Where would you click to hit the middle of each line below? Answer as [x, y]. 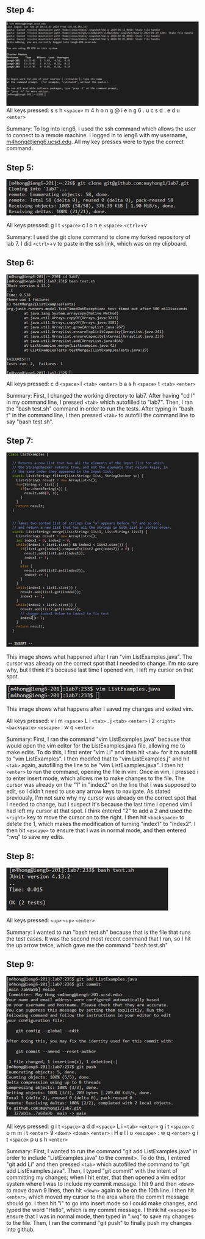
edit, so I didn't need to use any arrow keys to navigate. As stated [88, 791]
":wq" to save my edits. [36, 837]
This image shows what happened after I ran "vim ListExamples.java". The [99, 657]
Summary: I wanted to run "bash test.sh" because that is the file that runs [99, 932]
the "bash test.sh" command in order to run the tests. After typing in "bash [100, 408]
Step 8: [20, 856]
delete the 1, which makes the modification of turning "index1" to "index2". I [101, 824]
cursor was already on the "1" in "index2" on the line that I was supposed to [101, 785]
